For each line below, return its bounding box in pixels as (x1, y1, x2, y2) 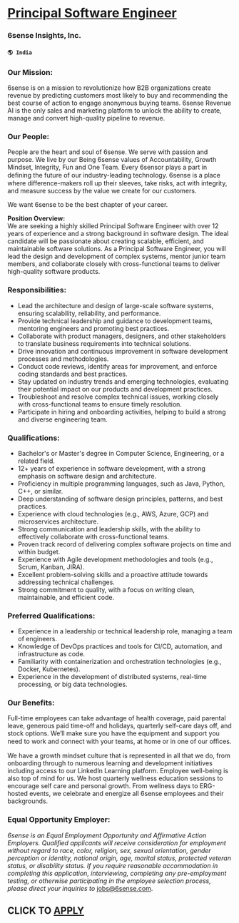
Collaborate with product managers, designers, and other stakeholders (17, 332, 226, 340)
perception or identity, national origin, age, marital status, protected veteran (7, 854, 232, 862)
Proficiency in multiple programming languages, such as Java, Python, (17, 479, 225, 488)
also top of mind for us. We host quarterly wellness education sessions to (7, 774, 223, 782)
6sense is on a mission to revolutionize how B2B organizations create (7, 83, 212, 92)
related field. (17, 457, 56, 465)
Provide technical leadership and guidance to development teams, (17, 316, 213, 325)
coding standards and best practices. (17, 369, 128, 378)
